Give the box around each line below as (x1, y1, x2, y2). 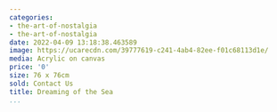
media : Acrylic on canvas (9, 54, 105, 63)
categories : (9, 12, 53, 22)
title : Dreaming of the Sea (9, 87, 114, 96)
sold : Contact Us (9, 79, 74, 88)
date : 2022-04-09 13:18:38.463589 (9, 37, 138, 47)
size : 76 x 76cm (9, 71, 69, 80)
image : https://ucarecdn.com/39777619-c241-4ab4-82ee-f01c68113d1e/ (9, 46, 269, 55)
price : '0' (9, 63, 50, 72)
